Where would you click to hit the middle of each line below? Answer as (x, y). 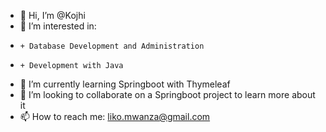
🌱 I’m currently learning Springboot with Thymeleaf (125, 84)
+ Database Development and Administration (112, 46)
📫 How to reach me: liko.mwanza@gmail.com (115, 116)
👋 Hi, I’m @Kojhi (52, 15)
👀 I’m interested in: (58, 26)
